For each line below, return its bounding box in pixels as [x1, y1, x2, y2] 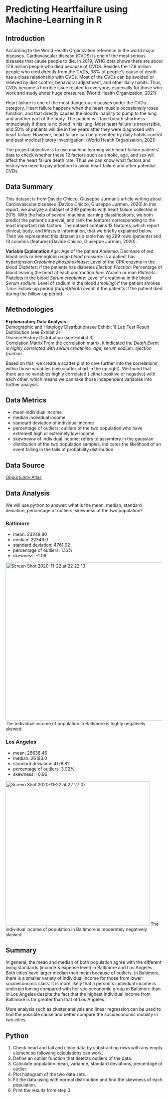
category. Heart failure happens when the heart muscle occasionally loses [5, 105, 159, 111]
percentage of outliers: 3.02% [12, 766, 75, 772]
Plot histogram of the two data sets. [12, 1071, 86, 1077]
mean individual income [12, 409, 62, 415]
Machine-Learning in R [5, 14, 102, 26]
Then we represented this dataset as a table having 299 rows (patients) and [5, 233, 162, 239]
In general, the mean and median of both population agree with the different [5, 959, 162, 965]
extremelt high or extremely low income [12, 430, 95, 436]
